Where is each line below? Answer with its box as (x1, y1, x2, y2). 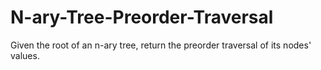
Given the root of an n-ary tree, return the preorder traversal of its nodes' (10, 39, 312, 51)
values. (10, 49, 40, 61)
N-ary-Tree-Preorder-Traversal (10, 6, 274, 29)
